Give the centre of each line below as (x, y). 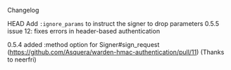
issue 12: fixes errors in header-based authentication (84, 31)
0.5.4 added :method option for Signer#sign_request (83, 44)
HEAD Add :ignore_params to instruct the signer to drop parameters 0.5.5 (113, 23)
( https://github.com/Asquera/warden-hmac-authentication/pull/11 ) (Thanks (116, 52)
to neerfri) (22, 59)
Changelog (23, 10)
